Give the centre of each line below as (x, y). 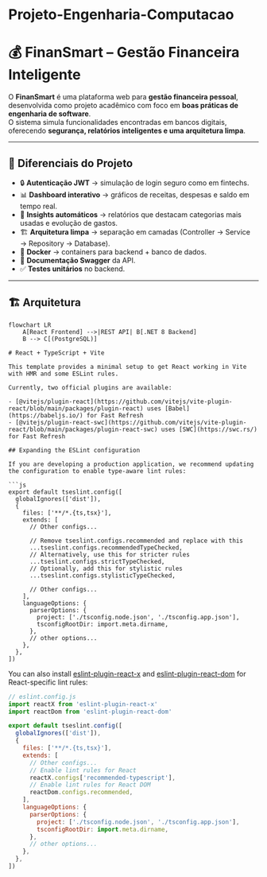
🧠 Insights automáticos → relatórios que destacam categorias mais (131, 214)
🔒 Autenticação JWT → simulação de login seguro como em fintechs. (134, 182)
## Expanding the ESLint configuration (74, 450)
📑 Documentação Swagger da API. (77, 260)
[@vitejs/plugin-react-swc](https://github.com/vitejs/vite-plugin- (131, 422)
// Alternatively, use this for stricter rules (110, 554)
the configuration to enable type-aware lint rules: (97, 471)
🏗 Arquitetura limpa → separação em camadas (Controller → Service (135, 231)
